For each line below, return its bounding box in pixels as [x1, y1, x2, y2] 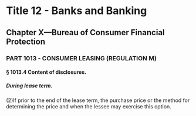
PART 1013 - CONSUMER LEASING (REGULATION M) [6, 54, 157, 62]
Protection [6, 36, 46, 46]
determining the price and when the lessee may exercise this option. [6, 103, 171, 110]
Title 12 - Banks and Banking [6, 4, 147, 18]
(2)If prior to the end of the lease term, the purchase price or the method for [6, 97, 190, 104]
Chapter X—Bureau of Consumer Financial [6, 28, 165, 37]
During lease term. [6, 82, 53, 89]
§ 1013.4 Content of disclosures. [6, 69, 87, 76]
